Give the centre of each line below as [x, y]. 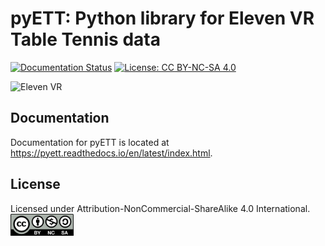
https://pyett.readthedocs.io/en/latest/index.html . [111, 153]
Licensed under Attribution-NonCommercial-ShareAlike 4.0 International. [160, 208]
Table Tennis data [85, 39]
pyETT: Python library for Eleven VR [162, 18]
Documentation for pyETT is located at [90, 142]
